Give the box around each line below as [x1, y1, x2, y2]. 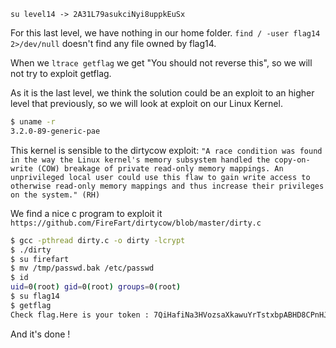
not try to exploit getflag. [10, 68, 112, 79]
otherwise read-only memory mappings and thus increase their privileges [10, 181, 325, 191]
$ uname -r [10, 117, 56, 127]
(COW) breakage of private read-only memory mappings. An [36, 163, 284, 174]
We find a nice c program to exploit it [10, 207, 163, 219]
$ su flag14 [10, 291, 60, 301]
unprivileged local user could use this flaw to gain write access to [10, 172, 311, 182]
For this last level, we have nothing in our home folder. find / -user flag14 [10, 27, 321, 39]
